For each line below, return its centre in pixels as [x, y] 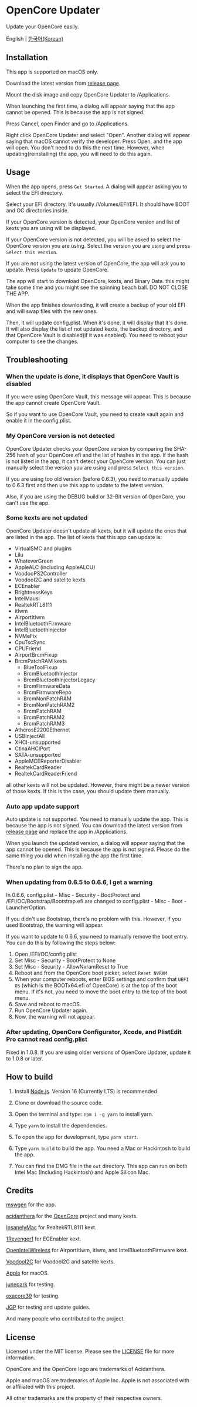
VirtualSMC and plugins [43, 548]
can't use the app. [28, 503]
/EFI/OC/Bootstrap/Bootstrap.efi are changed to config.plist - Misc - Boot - [96, 902]
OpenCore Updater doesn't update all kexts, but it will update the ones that [96, 531]
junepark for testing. [31, 1285]
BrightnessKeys [33, 592]
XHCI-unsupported [38, 742]
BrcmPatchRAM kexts [41, 661]
